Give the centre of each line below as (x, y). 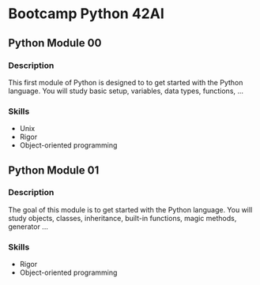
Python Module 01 (54, 170)
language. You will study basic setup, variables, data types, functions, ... (126, 91)
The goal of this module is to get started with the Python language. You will (130, 209)
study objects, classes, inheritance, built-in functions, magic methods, (122, 218)
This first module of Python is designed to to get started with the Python (126, 82)
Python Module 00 (55, 43)
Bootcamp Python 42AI (86, 14)
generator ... (28, 227)
